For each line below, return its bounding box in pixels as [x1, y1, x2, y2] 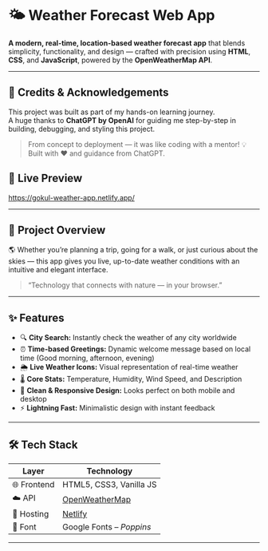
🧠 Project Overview [8, 223, 106, 236]
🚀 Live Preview [8, 172, 83, 185]
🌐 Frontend [12, 479, 55, 490]
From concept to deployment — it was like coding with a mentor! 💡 [27, 139, 247, 149]
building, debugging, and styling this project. [8, 124, 156, 133]
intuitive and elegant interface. [8, 265, 108, 275]
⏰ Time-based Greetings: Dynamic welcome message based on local [19, 344, 251, 354]
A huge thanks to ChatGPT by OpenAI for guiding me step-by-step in [8, 115, 237, 125]
